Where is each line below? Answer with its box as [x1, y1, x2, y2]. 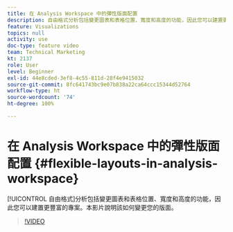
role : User [7, 62, 39, 69]
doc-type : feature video [7, 42, 79, 49]
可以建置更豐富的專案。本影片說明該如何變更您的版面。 [19, 203, 178, 211]
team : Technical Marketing [7, 49, 85, 56]
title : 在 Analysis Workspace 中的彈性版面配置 [7, 10, 138, 17]
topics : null [7, 29, 45, 37]
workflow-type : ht [7, 87, 60, 94]
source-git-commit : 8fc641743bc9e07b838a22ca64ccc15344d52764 [7, 81, 191, 88]
